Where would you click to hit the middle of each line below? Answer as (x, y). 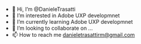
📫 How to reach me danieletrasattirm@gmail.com (73, 35)
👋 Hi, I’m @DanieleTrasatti (44, 9)
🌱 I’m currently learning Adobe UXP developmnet (72, 22)
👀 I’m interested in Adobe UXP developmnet (66, 15)
